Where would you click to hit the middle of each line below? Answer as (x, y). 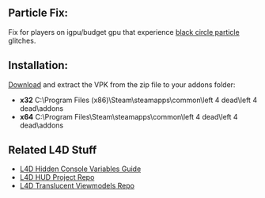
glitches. (22, 40)
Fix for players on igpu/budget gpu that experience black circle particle (124, 32)
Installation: (38, 65)
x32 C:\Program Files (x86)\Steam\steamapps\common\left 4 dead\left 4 (138, 100)
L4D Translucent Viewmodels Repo (77, 186)
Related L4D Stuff (53, 150)
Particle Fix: (38, 13)
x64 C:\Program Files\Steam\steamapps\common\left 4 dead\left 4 (129, 116)
